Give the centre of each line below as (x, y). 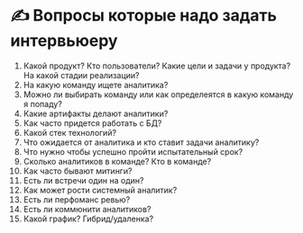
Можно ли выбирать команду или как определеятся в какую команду (158, 94)
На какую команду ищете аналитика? (96, 85)
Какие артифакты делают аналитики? (96, 113)
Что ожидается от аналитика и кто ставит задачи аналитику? (141, 142)
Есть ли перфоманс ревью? (77, 199)
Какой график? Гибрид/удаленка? (88, 219)
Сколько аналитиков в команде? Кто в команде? (117, 161)
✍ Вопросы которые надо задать (144, 16)
